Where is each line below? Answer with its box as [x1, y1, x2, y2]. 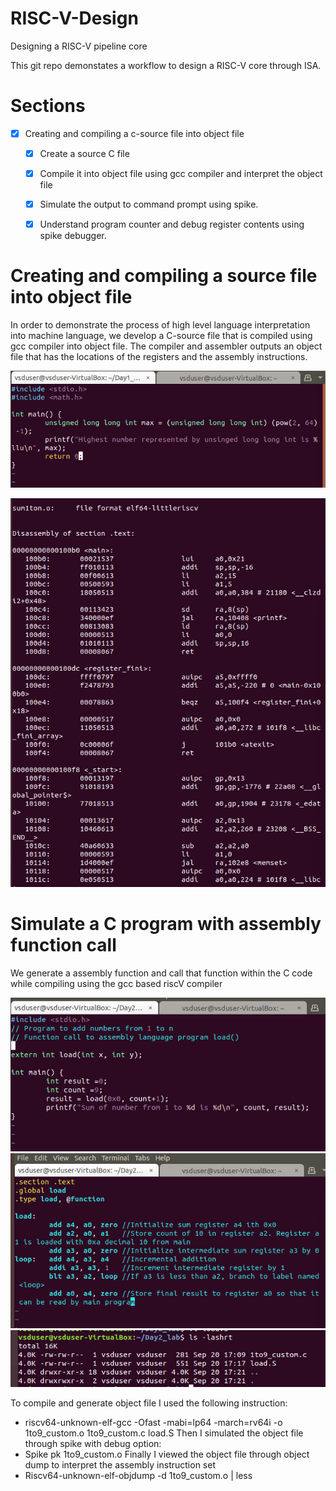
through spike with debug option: [24, 1438, 162, 1450]
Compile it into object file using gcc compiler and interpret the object [39, 168, 323, 179]
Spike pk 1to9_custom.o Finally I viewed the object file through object [24, 1448, 310, 1461]
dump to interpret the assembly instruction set [24, 1459, 216, 1471]
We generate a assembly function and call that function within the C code [10, 967, 313, 979]
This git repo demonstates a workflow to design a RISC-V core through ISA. [10, 59, 322, 71]
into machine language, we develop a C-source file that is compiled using [10, 330, 313, 342]
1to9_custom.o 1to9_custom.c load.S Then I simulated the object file [24, 1427, 304, 1439]
